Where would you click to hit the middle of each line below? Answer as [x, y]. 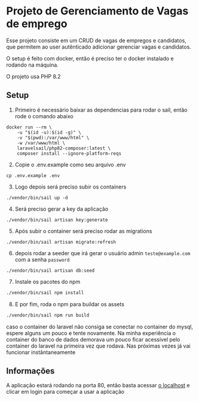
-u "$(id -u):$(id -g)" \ [49, 132]
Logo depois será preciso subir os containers [71, 187]
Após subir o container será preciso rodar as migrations [83, 231]
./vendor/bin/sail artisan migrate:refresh [61, 242]
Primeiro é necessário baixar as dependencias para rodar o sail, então [101, 110]
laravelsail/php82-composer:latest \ [64, 148]
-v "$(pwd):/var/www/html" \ [53, 137]
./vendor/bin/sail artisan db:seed [50, 270]
